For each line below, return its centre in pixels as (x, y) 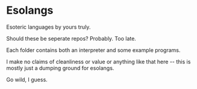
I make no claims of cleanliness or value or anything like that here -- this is (98, 62)
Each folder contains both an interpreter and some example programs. (93, 50)
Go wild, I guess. (27, 79)
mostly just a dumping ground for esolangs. (60, 68)
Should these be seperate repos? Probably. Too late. (71, 38)
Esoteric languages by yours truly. (48, 27)
